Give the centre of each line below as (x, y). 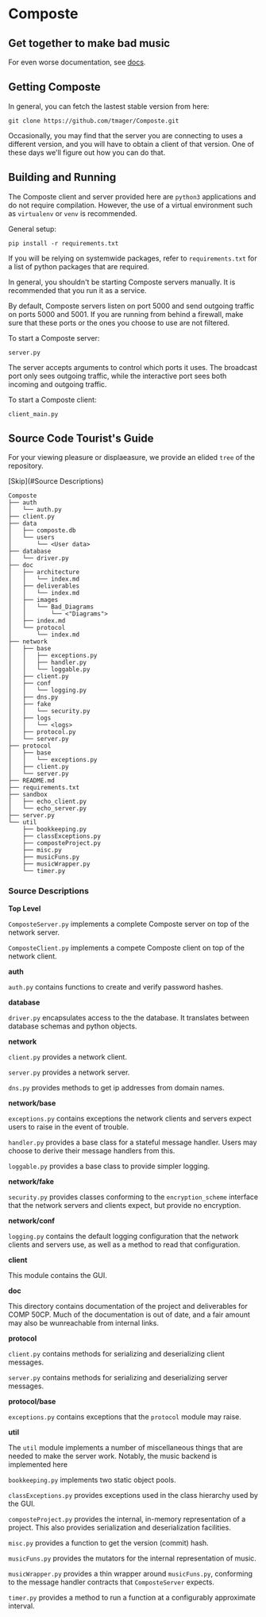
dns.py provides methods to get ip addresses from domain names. (116, 1087)
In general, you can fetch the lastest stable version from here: (109, 106)
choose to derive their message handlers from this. (92, 1150)
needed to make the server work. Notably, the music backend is (113, 1456)
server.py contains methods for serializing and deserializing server (118, 1377)
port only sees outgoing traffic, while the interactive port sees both (118, 376)
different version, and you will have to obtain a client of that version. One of (131, 144)
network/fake (31, 1181)
